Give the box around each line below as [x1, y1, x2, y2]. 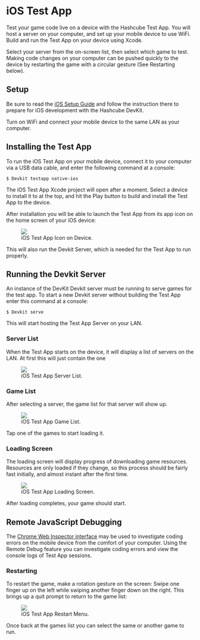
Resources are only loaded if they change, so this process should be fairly [6, 464, 188, 472]
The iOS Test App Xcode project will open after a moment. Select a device [6, 186, 188, 193]
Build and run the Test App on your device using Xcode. [6, 36, 143, 44]
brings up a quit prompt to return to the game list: [6, 593, 127, 600]
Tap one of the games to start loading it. [6, 429, 105, 437]
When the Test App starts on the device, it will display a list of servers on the [6, 348, 194, 355]
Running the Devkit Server [6, 269, 106, 279]
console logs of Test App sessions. [6, 552, 92, 559]
